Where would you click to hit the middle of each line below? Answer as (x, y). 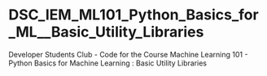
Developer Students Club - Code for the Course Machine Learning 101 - (128, 54)
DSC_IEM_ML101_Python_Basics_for (133, 15)
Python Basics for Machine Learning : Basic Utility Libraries (108, 63)
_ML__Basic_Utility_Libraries (106, 32)
